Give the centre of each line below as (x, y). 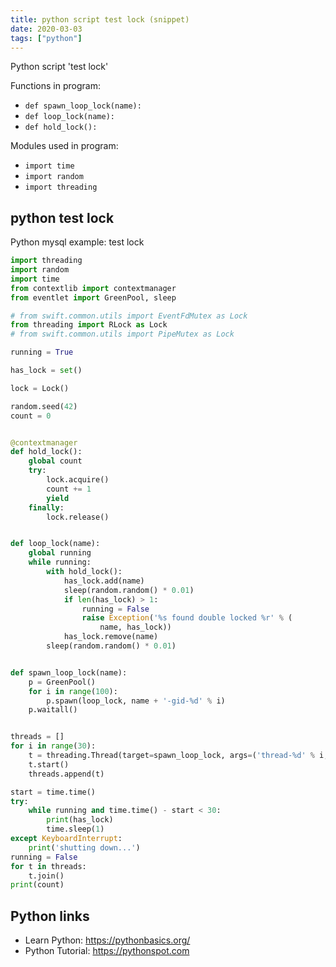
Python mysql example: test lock (77, 242)
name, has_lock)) (135, 627)
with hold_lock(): (84, 572)
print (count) (37, 885)
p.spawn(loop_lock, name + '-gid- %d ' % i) (136, 701)
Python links (50, 916)
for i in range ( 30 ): (53, 746)
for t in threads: (48, 866)
